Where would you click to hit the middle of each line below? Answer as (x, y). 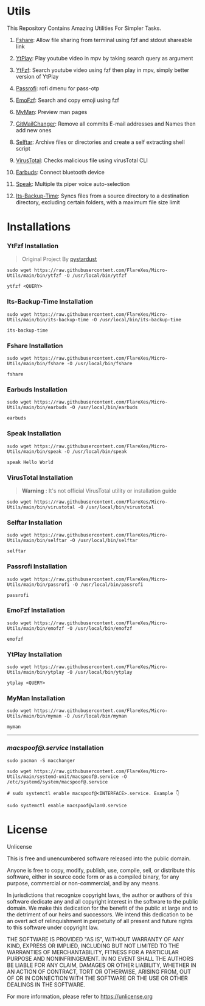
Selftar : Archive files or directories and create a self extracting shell (100, 142)
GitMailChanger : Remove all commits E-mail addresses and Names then (106, 124)
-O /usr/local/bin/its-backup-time (136, 319)
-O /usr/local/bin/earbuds (104, 408)
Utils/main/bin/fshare (36, 364)
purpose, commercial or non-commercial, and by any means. (83, 883)
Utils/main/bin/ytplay (36, 672)
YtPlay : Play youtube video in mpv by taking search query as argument (104, 58)
